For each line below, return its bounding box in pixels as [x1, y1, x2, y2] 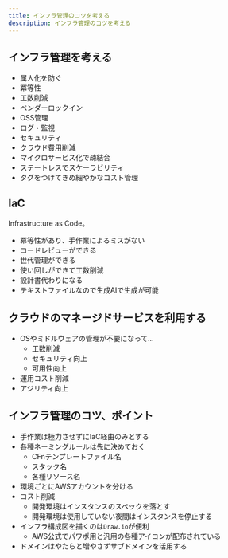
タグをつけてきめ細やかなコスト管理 [19, 173, 139, 183]
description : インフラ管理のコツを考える [8, 19, 131, 27]
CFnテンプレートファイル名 [31, 451, 122, 461]
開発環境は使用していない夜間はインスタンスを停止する [31, 511, 213, 521]
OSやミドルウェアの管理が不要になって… [19, 333, 154, 343]
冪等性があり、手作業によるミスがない [19, 236, 145, 246]
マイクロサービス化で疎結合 [19, 153, 111, 163]
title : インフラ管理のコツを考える [8, 11, 110, 20]
